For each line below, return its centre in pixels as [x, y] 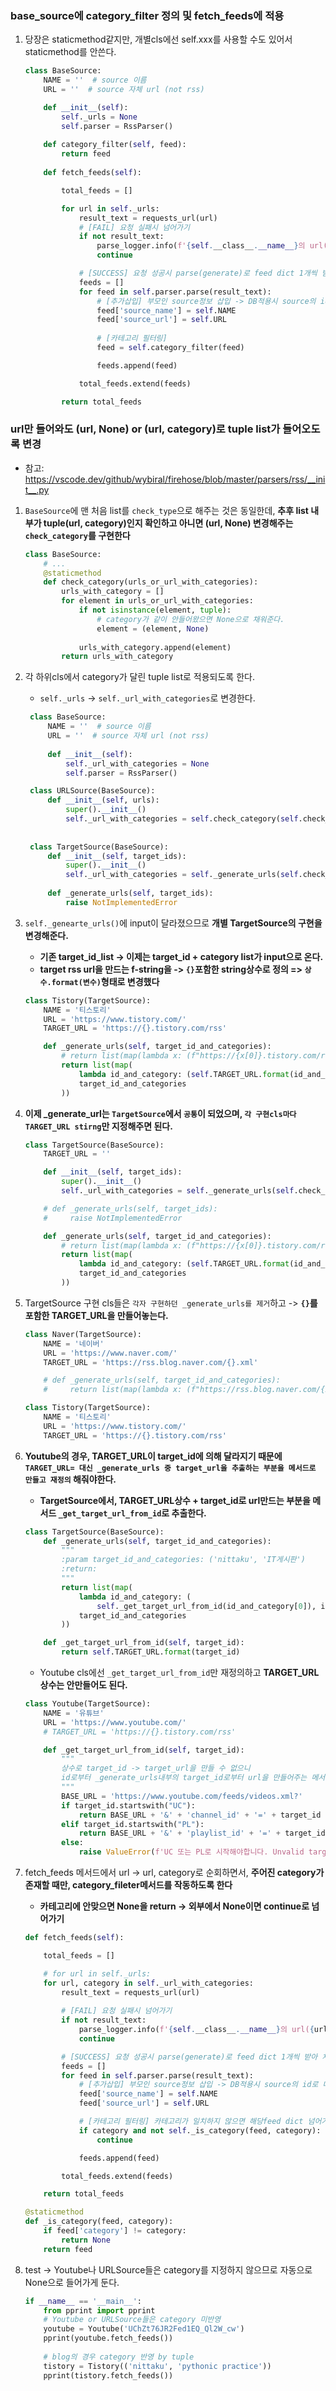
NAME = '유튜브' [74, 1713]
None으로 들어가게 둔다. [72, 2282]
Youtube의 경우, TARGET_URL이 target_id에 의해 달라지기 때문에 [153, 1456]
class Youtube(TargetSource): [88, 1704]
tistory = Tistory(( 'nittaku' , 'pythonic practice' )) [157, 2366]
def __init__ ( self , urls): [103, 800]
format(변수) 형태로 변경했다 [105, 981]
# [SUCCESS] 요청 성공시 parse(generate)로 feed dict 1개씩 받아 [189, 2057]
